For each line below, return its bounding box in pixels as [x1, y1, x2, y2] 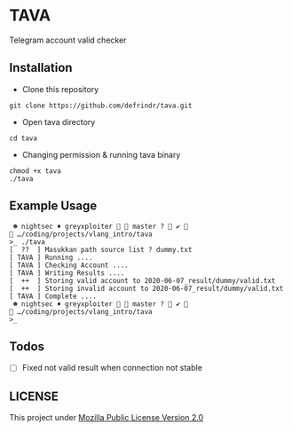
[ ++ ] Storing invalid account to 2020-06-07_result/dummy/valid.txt [9, 284, 284, 293]
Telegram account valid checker [9, 35, 127, 45]
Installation [9, 60, 73, 75]
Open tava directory [21, 116, 96, 127]
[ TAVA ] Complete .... [9, 292, 98, 301]
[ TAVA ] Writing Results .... [9, 268, 125, 278]
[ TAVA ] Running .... [9, 253, 93, 262]
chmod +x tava [9, 166, 62, 176]
